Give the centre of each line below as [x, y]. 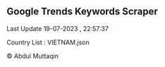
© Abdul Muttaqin [33, 56]
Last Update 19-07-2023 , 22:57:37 [57, 28]
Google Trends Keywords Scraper [82, 12]
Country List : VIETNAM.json [48, 42]
